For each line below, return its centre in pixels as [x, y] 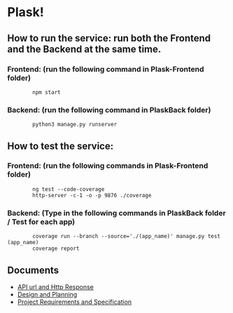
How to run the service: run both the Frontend [109, 38]
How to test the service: [61, 146]
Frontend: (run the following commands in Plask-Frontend [108, 166]
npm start [47, 92]
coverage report [56, 249]
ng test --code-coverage [69, 189]
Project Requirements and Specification [75, 302]
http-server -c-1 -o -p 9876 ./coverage [92, 195]
